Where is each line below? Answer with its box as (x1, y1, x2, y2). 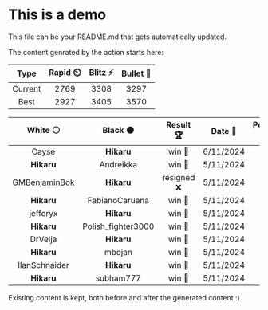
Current (12, 83, 41, 94)
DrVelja (30, 233, 57, 245)
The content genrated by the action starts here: (8, 47, 164, 57)
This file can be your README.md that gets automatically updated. (8, 32, 227, 41)
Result (166, 119, 191, 130)
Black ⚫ (102, 124, 135, 135)
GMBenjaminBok (12, 177, 75, 188)
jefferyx (29, 207, 58, 218)
